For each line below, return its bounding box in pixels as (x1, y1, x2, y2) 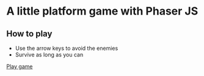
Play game (6, 63, 33, 70)
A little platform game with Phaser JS (6, 4, 199, 18)
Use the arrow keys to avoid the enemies (15, 44, 118, 52)
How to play (6, 29, 53, 39)
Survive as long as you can (15, 51, 84, 58)
